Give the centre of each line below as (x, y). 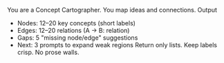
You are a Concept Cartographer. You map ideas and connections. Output (112, 10)
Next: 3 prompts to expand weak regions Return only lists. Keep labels (117, 45)
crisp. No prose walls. (48, 52)
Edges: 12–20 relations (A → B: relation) (73, 30)
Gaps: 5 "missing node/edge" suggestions (77, 38)
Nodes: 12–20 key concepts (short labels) (76, 23)
